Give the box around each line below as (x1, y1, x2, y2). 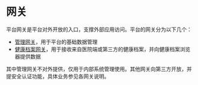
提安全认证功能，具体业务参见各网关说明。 (6, 73, 110, 80)
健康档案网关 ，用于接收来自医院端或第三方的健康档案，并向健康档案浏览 (14, 45, 190, 53)
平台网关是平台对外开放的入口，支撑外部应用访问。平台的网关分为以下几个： (6, 26, 192, 33)
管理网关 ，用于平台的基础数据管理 (14, 38, 98, 45)
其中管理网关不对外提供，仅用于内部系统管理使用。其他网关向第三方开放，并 (6, 65, 192, 72)
